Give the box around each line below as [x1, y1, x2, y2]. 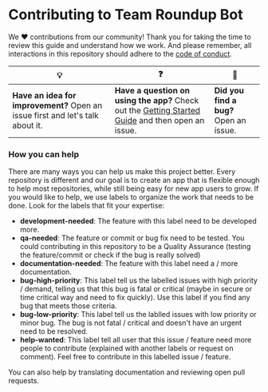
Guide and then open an [114, 114, 205, 125]
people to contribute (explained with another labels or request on [19, 343, 234, 353]
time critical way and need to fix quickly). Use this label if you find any [19, 293, 250, 303]
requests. [8, 376, 40, 386]
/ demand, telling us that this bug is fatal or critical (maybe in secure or [19, 284, 253, 294]
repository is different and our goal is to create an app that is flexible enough [8, 176, 260, 185]
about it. [12, 120, 43, 131]
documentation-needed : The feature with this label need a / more [19, 259, 238, 268]
